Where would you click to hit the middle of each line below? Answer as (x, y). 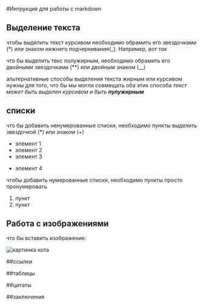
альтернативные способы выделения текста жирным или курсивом (95, 79)
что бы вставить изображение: (46, 238)
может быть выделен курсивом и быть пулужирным (75, 92)
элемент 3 (28, 156)
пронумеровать (27, 186)
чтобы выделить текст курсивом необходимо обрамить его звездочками (101, 42)
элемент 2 (28, 150)
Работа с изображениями (58, 224)
